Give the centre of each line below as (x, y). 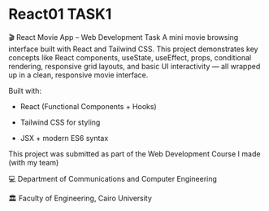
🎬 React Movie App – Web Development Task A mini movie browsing (124, 37)
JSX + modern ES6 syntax (64, 138)
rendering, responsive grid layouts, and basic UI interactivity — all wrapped (134, 66)
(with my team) (34, 162)
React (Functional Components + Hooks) (88, 106)
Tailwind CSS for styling (60, 122)
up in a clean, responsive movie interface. (78, 75)
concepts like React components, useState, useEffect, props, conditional (130, 57)
